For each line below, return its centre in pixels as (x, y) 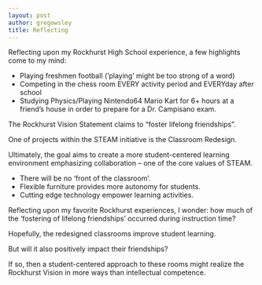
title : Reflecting (38, 30)
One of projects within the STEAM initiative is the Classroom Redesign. (123, 140)
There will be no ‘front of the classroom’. (85, 178)
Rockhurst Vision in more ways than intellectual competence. (107, 272)
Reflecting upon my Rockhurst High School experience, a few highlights (124, 53)
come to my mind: (37, 60)
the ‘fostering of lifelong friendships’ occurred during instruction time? (122, 219)
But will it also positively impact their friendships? (88, 249)
